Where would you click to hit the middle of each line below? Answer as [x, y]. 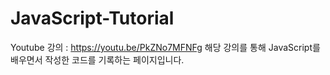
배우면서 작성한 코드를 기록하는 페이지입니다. [97, 59]
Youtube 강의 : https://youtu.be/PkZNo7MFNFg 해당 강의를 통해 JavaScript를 [165, 47]
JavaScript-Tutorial [92, 18]
